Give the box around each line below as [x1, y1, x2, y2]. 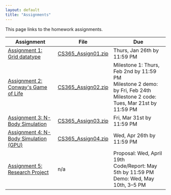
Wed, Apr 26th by [113, 132, 156, 139]
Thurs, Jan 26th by [113, 47, 159, 54]
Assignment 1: [8, 47, 43, 54]
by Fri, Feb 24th [113, 87, 151, 94]
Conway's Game [8, 83, 47, 90]
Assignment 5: [8, 162, 43, 169]
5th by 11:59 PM [113, 169, 154, 176]
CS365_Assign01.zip [58, 50, 108, 57]
